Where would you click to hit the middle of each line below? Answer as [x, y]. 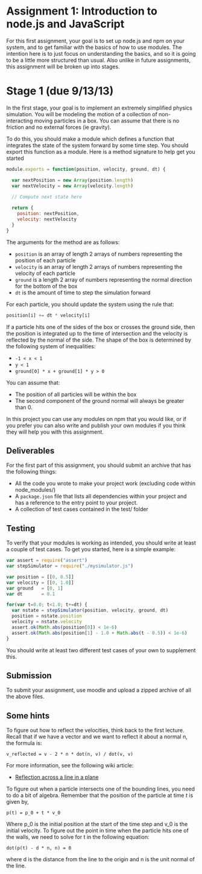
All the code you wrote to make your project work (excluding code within [105, 483]
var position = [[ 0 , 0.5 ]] [40, 577]
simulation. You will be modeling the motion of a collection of [82, 114]
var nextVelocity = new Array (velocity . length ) [73, 186]
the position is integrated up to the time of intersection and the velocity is [97, 333]
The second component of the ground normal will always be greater [99, 400]
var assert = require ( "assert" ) [47, 561]
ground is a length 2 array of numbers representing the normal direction [103, 279]
